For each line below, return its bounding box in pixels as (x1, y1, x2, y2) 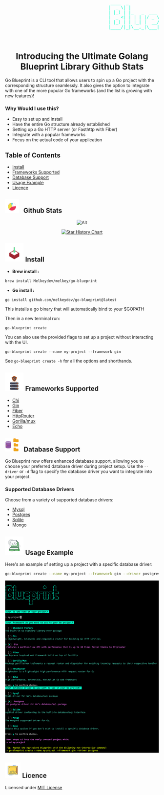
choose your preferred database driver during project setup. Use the (5, 463, 143, 469)
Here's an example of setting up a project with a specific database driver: (5, 561, 153, 567)
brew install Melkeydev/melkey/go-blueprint (5, 279, 97, 283)
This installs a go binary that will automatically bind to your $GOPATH (5, 306, 144, 312)
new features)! (5, 93, 35, 99)
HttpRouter (12, 413, 35, 419)
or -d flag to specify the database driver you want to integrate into (19, 469, 152, 474)
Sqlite (12, 517, 24, 523)
